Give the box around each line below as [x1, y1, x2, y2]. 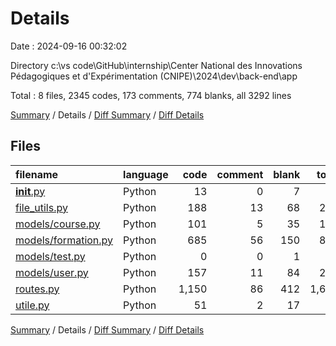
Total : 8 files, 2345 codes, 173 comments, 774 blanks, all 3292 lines [10, 89, 292, 101]
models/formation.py [15, 233, 114, 247]
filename [15, 167, 59, 181]
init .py [15, 184, 46, 198]
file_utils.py [15, 200, 68, 214]
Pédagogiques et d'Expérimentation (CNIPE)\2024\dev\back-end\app [10, 70, 298, 82]
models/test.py [15, 249, 86, 263]
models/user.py [15, 265, 89, 279]
